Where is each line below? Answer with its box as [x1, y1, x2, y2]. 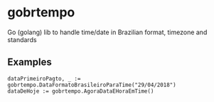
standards [7, 35, 37, 44]
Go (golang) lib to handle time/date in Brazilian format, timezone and [7, 28, 208, 36]
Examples [7, 56, 52, 68]
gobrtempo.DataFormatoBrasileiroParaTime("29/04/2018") [7, 81, 176, 88]
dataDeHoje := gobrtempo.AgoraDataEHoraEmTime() [7, 87, 154, 95]
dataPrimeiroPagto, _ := [7, 75, 81, 82]
